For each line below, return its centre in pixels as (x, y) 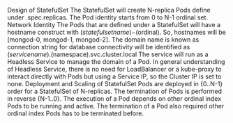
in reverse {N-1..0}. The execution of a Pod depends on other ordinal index (114, 99)
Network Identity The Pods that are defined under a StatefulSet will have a (114, 25)
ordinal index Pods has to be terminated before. (76, 113)
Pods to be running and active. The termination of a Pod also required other (116, 106)
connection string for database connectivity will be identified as (99, 47)
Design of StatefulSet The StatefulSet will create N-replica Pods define (109, 10)
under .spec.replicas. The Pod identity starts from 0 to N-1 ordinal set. (107, 17)
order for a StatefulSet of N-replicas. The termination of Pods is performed (114, 91)
